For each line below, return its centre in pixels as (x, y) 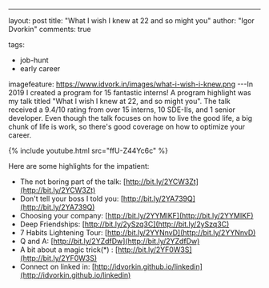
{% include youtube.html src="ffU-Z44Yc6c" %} (88, 150)
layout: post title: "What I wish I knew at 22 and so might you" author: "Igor (131, 20)
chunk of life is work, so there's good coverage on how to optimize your (127, 126)
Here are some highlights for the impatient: (79, 166)
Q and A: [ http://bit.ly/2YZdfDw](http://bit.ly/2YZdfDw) (110, 241)
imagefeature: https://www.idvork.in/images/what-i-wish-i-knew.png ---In (131, 84)
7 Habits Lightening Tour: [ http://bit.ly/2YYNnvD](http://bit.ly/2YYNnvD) (138, 232)
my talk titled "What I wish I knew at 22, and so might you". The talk (119, 101)
